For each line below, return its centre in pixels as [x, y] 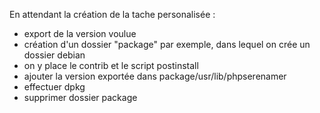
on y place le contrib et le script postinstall [111, 65]
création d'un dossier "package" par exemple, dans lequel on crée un [167, 44]
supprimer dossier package [80, 97]
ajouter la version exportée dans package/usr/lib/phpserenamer [155, 76]
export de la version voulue [80, 33]
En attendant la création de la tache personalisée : [112, 14]
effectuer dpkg [54, 87]
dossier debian [54, 55]
